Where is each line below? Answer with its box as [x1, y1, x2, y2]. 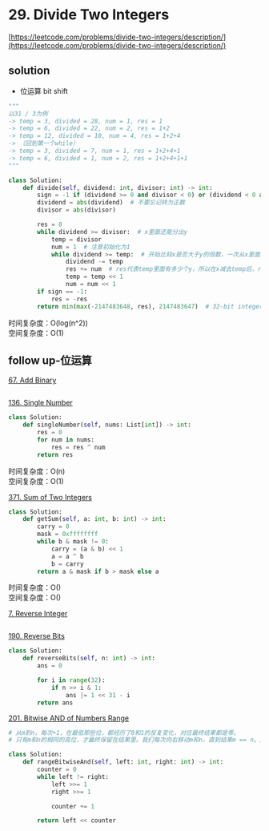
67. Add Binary [8, 375, 57, 385]
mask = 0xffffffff [37, 530, 98, 539]
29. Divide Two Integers [8, 6, 170, 24]
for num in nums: [37, 435, 94, 444]
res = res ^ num [50, 443, 106, 451]
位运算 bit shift [19, 86, 68, 95]
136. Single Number [8, 398, 74, 408]
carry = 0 [37, 522, 70, 530]
